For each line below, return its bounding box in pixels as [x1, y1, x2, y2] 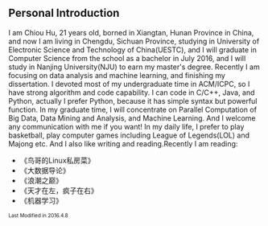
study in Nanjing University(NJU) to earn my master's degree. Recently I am [8, 62, 260, 72]
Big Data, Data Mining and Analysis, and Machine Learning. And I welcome [8, 113, 256, 123]
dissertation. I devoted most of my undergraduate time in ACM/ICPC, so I [8, 79, 250, 88]
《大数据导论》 [19, 165, 70, 175]
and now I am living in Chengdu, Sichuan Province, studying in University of [8, 36, 260, 46]
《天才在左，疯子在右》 [19, 185, 98, 195]
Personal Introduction [8, 6, 120, 20]
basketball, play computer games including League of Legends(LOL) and [8, 130, 250, 140]
